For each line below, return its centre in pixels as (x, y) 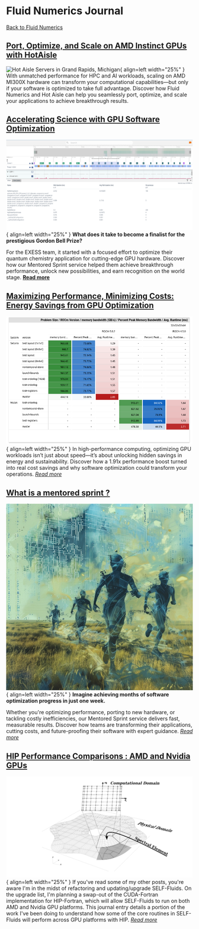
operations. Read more (34, 474)
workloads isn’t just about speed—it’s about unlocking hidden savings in (94, 455)
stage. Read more (28, 278)
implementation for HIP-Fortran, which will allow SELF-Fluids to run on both (98, 901)
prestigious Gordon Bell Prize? (44, 241)
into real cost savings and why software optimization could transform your (97, 468)
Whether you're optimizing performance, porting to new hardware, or (91, 712)
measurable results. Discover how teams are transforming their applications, (99, 725)
